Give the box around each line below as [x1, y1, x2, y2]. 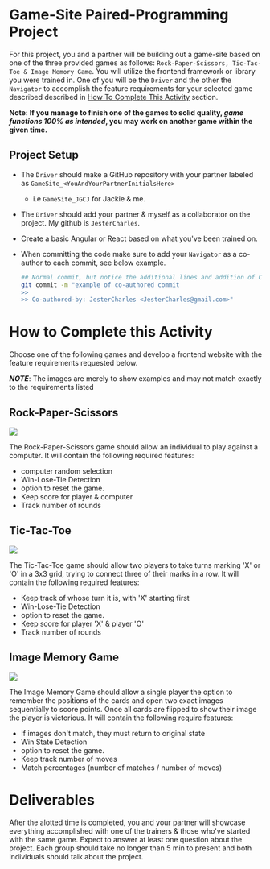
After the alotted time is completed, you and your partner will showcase [9, 817, 246, 827]
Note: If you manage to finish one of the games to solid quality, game [9, 107, 244, 118]
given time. [9, 125, 47, 134]
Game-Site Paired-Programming [9, 6, 229, 24]
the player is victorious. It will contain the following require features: [9, 713, 234, 722]
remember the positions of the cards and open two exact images [9, 695, 223, 706]
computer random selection [20, 466, 113, 476]
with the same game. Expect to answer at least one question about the [9, 834, 243, 844]
